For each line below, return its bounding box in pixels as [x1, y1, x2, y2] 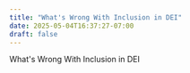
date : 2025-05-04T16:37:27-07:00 [9, 21, 134, 30]
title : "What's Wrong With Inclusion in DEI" [9, 12, 182, 22]
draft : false [9, 29, 58, 38]
